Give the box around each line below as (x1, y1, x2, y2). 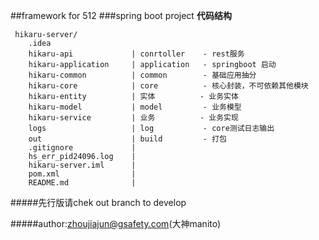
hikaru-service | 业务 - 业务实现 (28, 113, 239, 123)
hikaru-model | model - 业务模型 (28, 102, 242, 112)
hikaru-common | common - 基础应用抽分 (28, 70, 257, 80)
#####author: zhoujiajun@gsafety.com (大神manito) (10, 218, 222, 229)
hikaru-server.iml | (28, 160, 137, 170)
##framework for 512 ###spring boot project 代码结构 (10, 10, 232, 21)
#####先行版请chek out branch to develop (10, 197, 187, 208)
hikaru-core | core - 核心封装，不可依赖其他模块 (28, 81, 309, 91)
